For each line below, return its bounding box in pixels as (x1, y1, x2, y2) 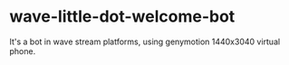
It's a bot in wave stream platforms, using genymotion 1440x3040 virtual (9, 36, 281, 47)
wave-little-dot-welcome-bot (9, 6, 236, 27)
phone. (9, 45, 36, 56)
